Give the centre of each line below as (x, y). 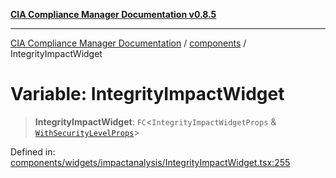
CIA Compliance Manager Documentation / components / (128, 43)
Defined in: (33, 151)
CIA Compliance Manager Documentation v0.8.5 (113, 14)
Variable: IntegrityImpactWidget (147, 94)
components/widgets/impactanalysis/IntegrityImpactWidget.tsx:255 (150, 162)
